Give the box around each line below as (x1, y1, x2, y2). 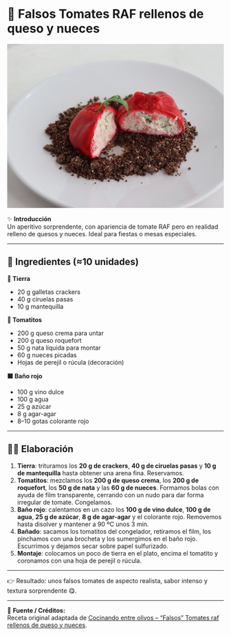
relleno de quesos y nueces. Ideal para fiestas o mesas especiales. (7, 229, 197, 238)
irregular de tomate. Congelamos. (16, 498, 113, 506)
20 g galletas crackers (16, 288, 81, 296)
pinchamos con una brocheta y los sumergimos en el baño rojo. (16, 534, 198, 543)
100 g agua (16, 395, 49, 403)
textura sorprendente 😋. (7, 587, 77, 595)
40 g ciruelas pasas (16, 295, 74, 303)
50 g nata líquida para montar (16, 343, 101, 352)
